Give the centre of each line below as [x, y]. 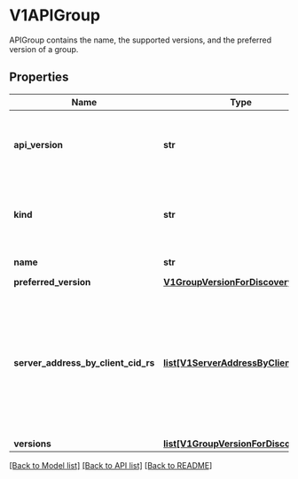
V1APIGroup [55, 15]
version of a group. [44, 49]
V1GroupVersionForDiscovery [228, 282]
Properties [39, 77]
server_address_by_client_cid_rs [84, 362]
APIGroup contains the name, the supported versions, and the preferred [141, 40]
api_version [39, 144]
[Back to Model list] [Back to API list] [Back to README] [111, 465]
